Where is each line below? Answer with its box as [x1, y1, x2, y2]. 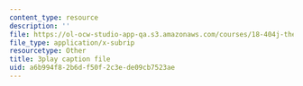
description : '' [9, 21, 70, 30]
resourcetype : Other [9, 47, 87, 56]
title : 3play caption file [9, 55, 111, 64]
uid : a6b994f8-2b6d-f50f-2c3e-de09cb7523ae [9, 64, 176, 73]
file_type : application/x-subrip [9, 38, 135, 47]
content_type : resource [9, 13, 99, 22]
